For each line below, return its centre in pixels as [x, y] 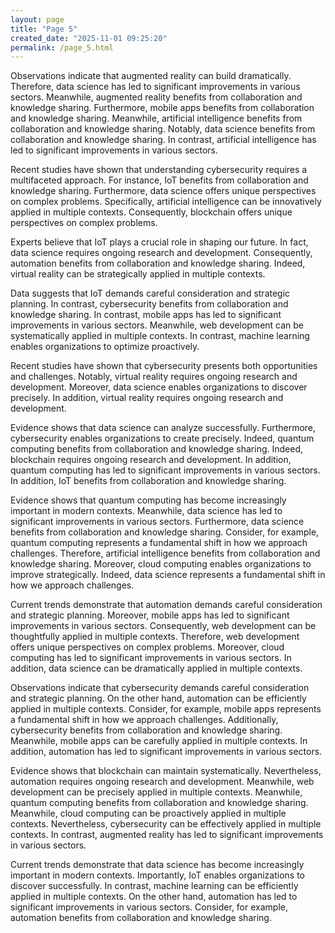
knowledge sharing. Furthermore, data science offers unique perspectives [163, 191]
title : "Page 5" [44, 29]
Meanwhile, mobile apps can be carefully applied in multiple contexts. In [159, 741]
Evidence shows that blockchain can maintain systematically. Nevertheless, [166, 771]
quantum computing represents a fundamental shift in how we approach [159, 543]
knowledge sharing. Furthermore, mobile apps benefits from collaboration [162, 108]
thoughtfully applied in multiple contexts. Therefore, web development [155, 637]
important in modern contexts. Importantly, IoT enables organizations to [158, 875]
